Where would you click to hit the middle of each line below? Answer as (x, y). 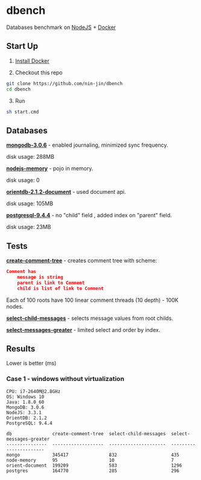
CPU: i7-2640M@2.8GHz (33, 391)
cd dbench (19, 89)
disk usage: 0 (23, 180)
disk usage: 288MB (30, 157)
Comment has (21, 272)
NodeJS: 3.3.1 (24, 412)
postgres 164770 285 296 (93, 471)
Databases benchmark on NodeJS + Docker (61, 27)
